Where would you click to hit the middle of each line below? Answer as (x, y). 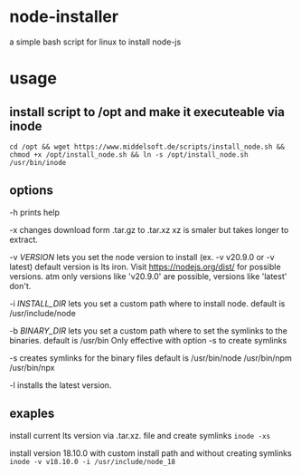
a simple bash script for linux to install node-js (95, 42)
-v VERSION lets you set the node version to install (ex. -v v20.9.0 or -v (142, 257)
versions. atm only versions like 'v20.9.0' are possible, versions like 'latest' (148, 276)
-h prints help (35, 212)
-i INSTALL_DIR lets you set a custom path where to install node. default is (147, 303)
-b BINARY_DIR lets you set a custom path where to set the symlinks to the (148, 330)
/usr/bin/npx (33, 367)
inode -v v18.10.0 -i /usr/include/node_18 (93, 461)
